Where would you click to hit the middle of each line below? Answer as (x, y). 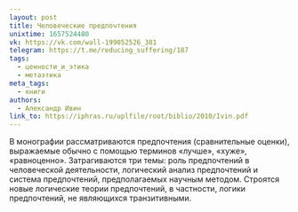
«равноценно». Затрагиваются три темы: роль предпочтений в (129, 161)
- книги (32, 91)
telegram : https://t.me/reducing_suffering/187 (99, 51)
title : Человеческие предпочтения (73, 26)
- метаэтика (40, 75)
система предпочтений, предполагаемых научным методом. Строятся (145, 179)
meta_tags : (29, 83)
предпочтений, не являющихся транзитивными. (101, 198)
